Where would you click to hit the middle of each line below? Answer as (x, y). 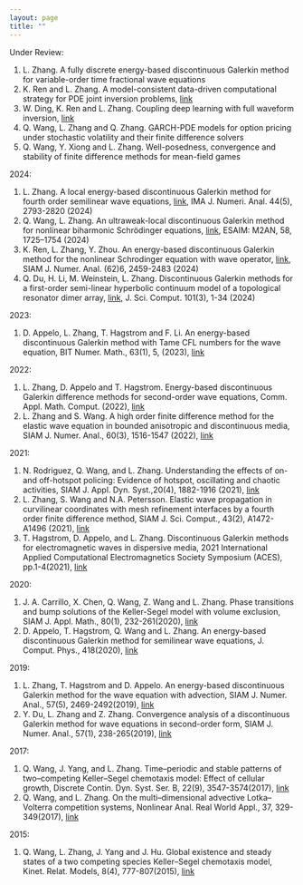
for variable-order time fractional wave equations (114, 79)
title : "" (28, 26)
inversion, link (48, 118)
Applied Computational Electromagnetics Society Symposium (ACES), (152, 557)
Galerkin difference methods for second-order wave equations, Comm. (155, 396)
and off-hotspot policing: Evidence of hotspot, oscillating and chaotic (151, 480)
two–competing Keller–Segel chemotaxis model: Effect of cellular (143, 778)
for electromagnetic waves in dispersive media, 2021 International (145, 547)
